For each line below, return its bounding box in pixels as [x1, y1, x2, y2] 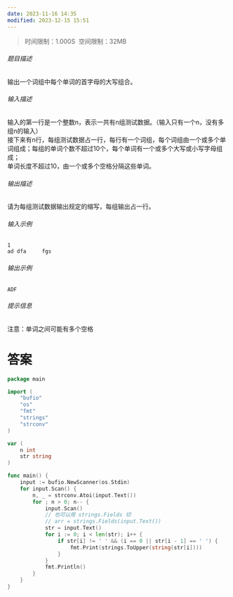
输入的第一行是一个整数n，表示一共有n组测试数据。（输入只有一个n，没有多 [7, 117, 225, 126]
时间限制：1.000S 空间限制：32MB [24, 37, 127, 46]
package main [7, 375, 46, 383]
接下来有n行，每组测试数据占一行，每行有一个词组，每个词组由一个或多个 [7, 135, 220, 144]
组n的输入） [7, 126, 42, 135]
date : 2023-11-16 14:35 [7, 10, 77, 18]
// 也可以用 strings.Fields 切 [44, 511, 131, 518]
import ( [7, 388, 33, 395]
